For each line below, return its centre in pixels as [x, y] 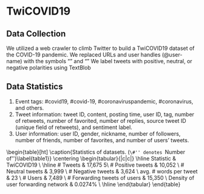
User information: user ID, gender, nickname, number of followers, [98, 133]
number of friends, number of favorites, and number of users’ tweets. [102, 140]
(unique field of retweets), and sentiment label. [73, 127]
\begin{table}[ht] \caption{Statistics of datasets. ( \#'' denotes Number [96, 152]
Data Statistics [35, 87]
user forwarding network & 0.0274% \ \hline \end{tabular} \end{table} [93, 184]
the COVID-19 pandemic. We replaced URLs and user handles [83, 55]
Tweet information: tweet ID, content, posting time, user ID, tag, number [104, 114]
